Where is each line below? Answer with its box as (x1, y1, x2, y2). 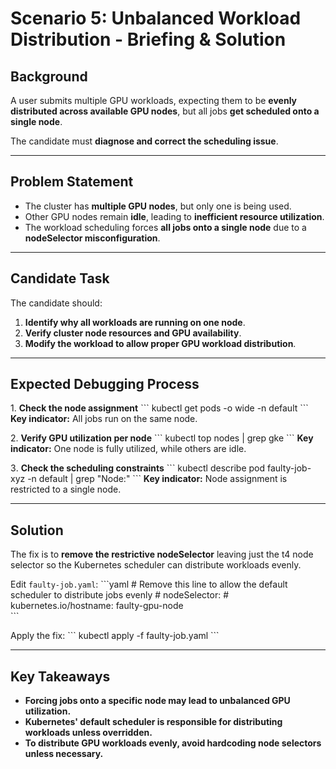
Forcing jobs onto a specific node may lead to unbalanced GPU (24, 695, 291, 707)
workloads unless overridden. (24, 727, 153, 739)
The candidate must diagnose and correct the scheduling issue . (10, 135, 279, 147)
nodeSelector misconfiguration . (24, 232, 161, 244)
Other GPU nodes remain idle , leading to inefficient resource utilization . (24, 210, 325, 222)
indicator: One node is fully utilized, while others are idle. (10, 443, 247, 455)
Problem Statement (10, 173, 134, 191)
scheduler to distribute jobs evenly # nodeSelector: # (10, 589, 230, 601)
